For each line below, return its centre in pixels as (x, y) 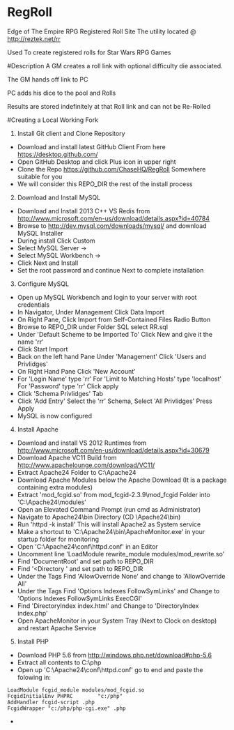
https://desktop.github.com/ (57, 154)
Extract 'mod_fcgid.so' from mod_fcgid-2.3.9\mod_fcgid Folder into (114, 494)
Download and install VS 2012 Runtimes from (82, 443)
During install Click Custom (56, 241)
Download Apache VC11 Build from (67, 457)
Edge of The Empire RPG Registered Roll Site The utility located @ (102, 31)
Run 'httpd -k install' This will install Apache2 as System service (109, 524)
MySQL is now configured (55, 416)
